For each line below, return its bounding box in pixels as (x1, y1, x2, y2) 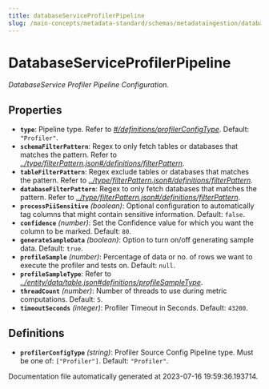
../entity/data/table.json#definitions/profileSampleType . (19, 278, 203, 287)
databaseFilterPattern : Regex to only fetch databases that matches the (19, 184, 258, 194)
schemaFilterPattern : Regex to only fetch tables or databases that (19, 142, 239, 151)
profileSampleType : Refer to (19, 269, 112, 279)
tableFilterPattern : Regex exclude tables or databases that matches (19, 167, 250, 177)
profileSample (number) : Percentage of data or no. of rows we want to (19, 252, 253, 262)
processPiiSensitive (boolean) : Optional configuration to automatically (19, 201, 255, 211)
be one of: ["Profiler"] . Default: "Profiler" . (19, 356, 169, 366)
